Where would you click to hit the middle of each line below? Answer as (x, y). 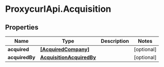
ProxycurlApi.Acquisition (58, 9)
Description (115, 41)
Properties (22, 27)
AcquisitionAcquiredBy (68, 57)
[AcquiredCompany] (65, 49)
